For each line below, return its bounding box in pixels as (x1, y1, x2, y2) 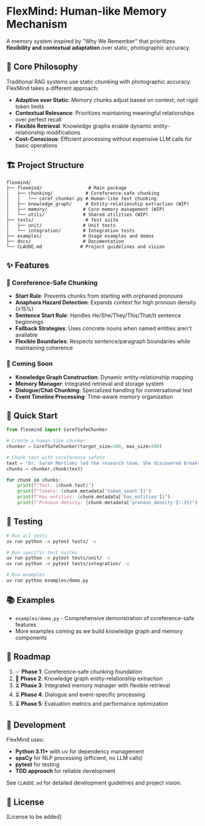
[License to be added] (6, 813, 62, 821)
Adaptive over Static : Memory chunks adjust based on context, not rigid (15, 96, 198, 103)
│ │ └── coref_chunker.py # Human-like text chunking (6, 196, 157, 202)
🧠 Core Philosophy (6, 62, 78, 72)
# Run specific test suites (6, 549, 78, 555)
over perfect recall (15, 115, 62, 123)
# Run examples (6, 572, 45, 578)
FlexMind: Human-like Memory (6, 4, 167, 18)
